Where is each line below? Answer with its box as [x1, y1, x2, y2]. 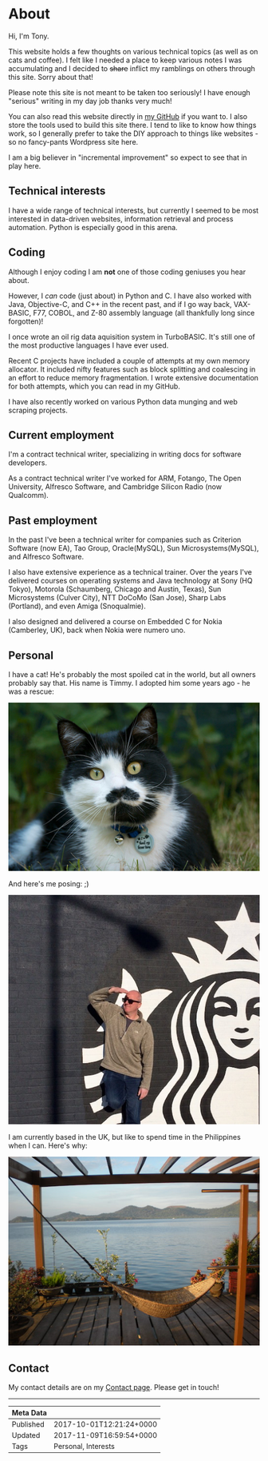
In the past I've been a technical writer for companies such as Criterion [8, 535, 242, 544]
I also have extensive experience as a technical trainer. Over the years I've [8, 567, 253, 577]
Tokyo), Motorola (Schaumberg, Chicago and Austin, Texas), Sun [8, 584, 222, 594]
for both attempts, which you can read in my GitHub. [8, 381, 181, 391]
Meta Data [11, 1407, 48, 1417]
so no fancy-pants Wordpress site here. [8, 137, 139, 146]
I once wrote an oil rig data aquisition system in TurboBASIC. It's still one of [8, 332, 255, 341]
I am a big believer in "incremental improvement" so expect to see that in [8, 153, 247, 162]
